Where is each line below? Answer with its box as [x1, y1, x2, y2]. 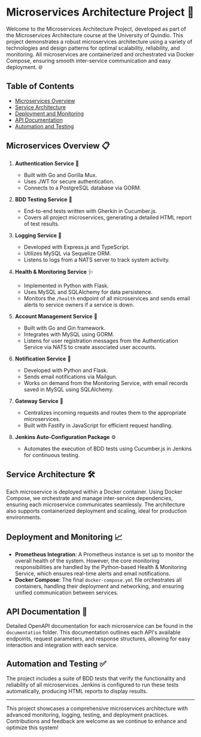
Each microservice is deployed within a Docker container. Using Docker [6, 488, 182, 495]
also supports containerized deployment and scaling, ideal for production [6, 507, 187, 515]
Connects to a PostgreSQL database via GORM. [23, 184, 142, 191]
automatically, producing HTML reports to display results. [6, 687, 148, 694]
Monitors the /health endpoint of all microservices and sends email [23, 294, 190, 302]
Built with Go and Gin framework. [23, 324, 106, 332]
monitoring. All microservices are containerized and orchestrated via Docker [6, 50, 194, 58]
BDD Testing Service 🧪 [14, 195, 73, 203]
